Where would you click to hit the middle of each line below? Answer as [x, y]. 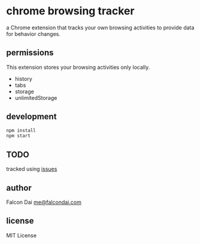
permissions [30, 53]
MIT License [22, 235]
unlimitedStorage [36, 97]
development [31, 117]
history [24, 78]
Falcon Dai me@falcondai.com [44, 202]
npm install [21, 130]
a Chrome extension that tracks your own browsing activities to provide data [100, 28]
